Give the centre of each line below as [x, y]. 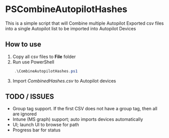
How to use [23, 45]
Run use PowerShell [33, 62]
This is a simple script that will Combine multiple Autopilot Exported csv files [84, 23]
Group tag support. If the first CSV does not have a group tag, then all [85, 109]
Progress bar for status [36, 130]
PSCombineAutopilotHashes [66, 9]
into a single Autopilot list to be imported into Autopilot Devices [71, 28]
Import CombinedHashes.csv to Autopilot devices [64, 81]
